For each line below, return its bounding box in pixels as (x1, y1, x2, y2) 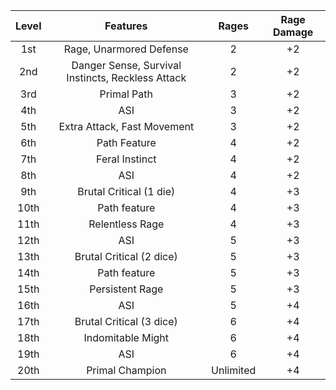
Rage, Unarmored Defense (63, 42, 189, 56)
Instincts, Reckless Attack (66, 71, 187, 84)
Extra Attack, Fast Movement (58, 120, 195, 133)
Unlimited (211, 364, 257, 377)
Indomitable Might (83, 331, 170, 344)
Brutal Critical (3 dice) (74, 315, 178, 328)
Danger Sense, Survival (71, 59, 182, 72)
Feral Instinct (96, 152, 157, 166)
